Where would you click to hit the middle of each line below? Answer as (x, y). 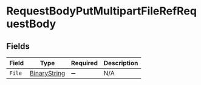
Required (84, 63)
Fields (18, 46)
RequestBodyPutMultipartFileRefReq (102, 11)
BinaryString (47, 73)
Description (121, 63)
